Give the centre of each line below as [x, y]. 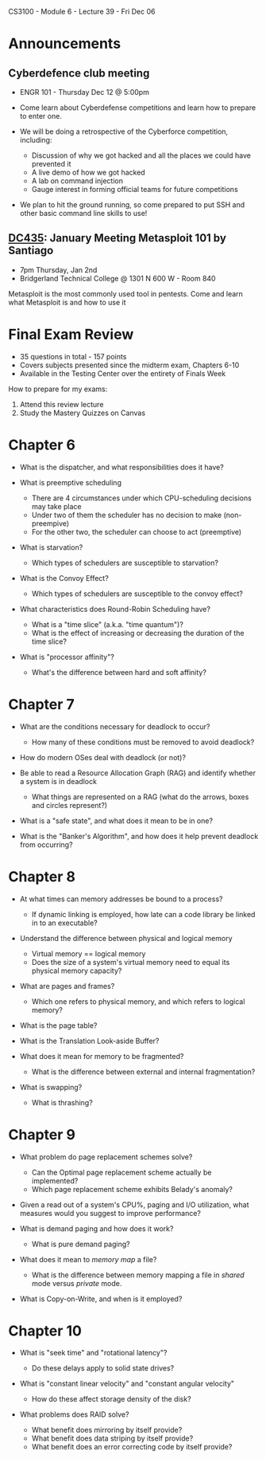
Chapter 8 [42, 877]
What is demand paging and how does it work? [96, 1228]
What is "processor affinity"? [67, 657]
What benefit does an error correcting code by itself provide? [132, 1447]
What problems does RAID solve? [74, 1414]
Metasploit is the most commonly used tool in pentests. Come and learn [126, 293]
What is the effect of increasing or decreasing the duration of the [138, 633]
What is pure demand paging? [81, 1244]
